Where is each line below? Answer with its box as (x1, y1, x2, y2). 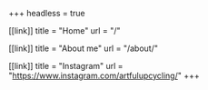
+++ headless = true (8, 8, 85, 18)
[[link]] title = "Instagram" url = (8, 61, 124, 71)
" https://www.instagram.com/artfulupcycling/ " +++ (8, 70, 201, 81)
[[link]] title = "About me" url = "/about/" (8, 43, 158, 54)
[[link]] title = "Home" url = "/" (8, 25, 121, 35)
